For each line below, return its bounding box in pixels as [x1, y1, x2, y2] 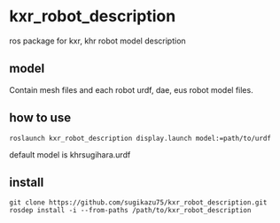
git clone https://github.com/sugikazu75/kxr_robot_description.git [9, 198, 268, 207]
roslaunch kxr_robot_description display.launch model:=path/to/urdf [9, 134, 272, 142]
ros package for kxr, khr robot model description [9, 35, 186, 46]
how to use [9, 111, 72, 126]
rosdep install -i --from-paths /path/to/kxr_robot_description [9, 206, 252, 215]
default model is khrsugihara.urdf [9, 149, 131, 160]
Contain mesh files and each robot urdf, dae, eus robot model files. [9, 84, 254, 95]
